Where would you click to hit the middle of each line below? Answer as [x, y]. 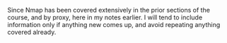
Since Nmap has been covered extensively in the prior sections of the [109, 10]
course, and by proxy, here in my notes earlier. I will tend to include [105, 17]
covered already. [32, 32]
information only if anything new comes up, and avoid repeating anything [114, 25]
